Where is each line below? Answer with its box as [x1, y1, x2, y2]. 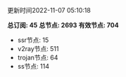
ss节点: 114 [17, 62, 49, 70]
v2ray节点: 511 [17, 45, 59, 52]
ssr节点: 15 [17, 36, 49, 44]
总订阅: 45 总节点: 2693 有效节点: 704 [7, 21, 119, 29]
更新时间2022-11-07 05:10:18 [7, 6, 92, 14]
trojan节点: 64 [17, 53, 58, 62]
